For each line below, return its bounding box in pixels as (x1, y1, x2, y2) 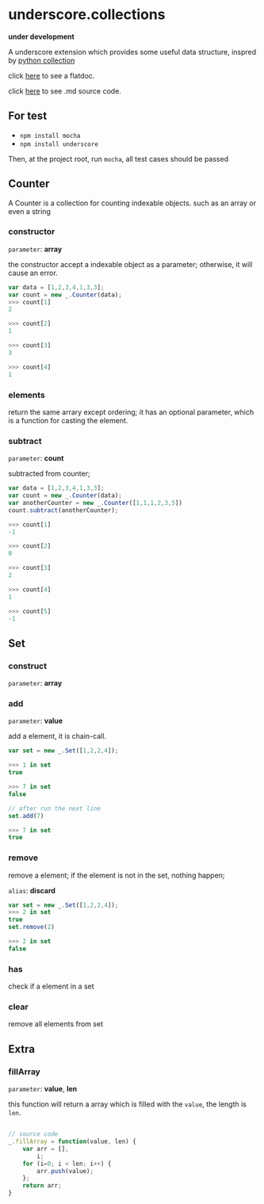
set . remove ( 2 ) (8, 923, 55, 931)
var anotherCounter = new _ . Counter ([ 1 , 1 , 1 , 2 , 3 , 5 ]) (8, 499, 183, 506)
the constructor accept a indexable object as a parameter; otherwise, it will (8, 259, 253, 269)
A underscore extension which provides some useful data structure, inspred (8, 47, 257, 56)
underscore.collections (8, 6, 166, 24)
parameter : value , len (8, 1084, 78, 1094)
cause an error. (8, 268, 58, 277)
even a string (8, 206, 52, 216)
